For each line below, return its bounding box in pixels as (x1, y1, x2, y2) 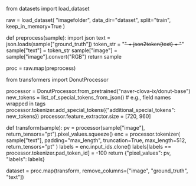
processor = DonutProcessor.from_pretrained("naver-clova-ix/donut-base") (6, 88, 191, 94)
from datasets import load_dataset (6, 5, 90, 12)
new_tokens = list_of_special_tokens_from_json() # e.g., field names (6, 94, 171, 101)
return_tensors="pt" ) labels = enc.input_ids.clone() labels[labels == (6, 143, 172, 150)
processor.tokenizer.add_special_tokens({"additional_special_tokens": (6, 107, 176, 113)
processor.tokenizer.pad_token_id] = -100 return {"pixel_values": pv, (6, 149, 171, 156)
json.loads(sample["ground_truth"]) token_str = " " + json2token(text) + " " (6, 41, 184, 47)
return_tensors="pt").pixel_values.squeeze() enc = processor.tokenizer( (6, 130, 180, 137)
